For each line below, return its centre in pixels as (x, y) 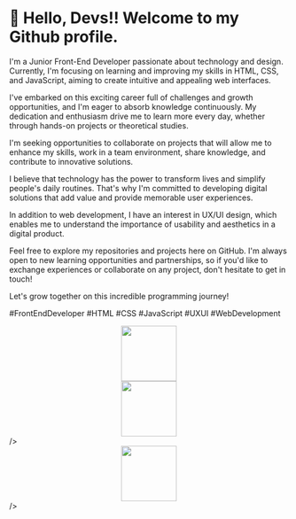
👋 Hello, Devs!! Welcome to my (124, 18)
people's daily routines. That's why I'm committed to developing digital (138, 188)
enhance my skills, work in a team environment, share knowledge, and (137, 152)
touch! (21, 279)
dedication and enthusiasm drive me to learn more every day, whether (137, 116)
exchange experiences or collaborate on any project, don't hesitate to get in (148, 269)
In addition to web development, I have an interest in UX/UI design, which (143, 214)
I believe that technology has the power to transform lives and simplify (137, 178)
